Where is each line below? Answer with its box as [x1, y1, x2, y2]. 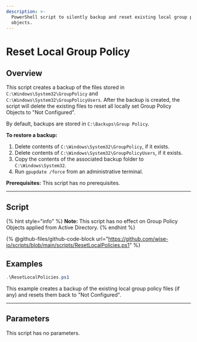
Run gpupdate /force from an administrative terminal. [14, 168, 144, 175]
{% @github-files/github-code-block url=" [6, 235, 108, 243]
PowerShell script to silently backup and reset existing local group [11, 14, 188, 20]
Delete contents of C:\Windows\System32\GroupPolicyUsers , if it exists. [14, 150, 183, 157]
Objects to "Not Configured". [6, 109, 76, 116]
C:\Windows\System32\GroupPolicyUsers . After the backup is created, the [6, 97, 180, 104]
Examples [6, 258, 43, 268]
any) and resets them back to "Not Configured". [6, 291, 121, 298]
